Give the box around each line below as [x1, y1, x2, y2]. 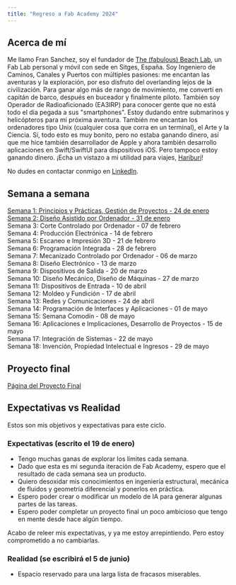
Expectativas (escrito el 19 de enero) [7, 438, 136, 448]
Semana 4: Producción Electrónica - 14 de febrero [7, 229, 153, 238]
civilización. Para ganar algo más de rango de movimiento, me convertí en [7, 86, 223, 94]
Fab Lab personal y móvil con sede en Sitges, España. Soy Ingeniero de [7, 63, 216, 72]
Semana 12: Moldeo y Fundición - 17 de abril [7, 289, 136, 298]
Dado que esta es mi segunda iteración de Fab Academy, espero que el [17, 462, 226, 471]
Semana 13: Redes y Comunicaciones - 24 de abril [7, 297, 154, 306]
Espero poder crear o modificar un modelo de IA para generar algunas [17, 492, 223, 501]
